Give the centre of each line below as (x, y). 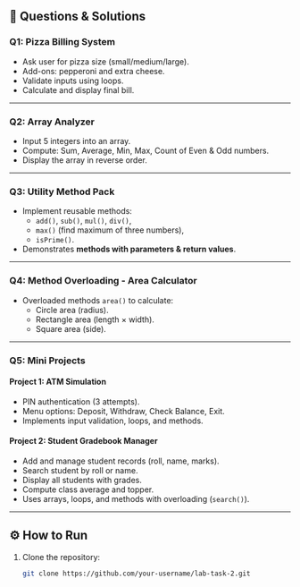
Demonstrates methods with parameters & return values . (129, 249)
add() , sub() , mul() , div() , (83, 221)
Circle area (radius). (72, 310)
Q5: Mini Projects (48, 361)
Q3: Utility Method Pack (62, 191)
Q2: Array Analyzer (52, 122)
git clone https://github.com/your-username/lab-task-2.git (136, 574)
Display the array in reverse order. (84, 160)
